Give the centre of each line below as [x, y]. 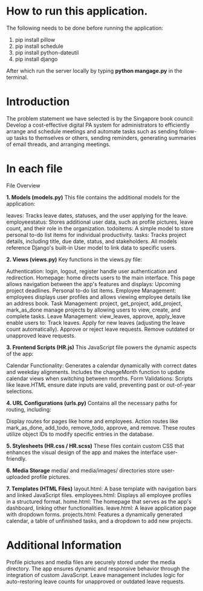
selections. [20, 391]
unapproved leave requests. [41, 335]
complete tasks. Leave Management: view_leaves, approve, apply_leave [96, 316]
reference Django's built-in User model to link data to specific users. [91, 247]
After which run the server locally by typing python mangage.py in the [95, 70]
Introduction [38, 102]
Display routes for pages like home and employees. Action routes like [92, 421]
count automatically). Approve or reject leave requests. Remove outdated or [101, 329]
